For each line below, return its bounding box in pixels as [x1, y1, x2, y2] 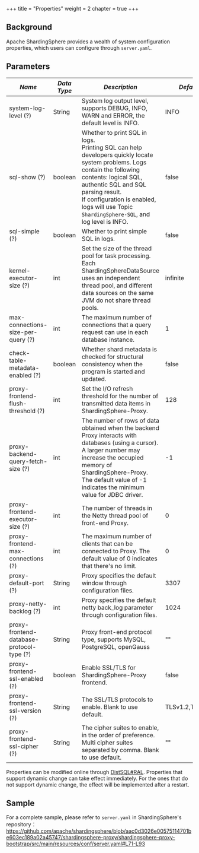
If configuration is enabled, [81, 195, 156, 204]
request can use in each [81, 328, 149, 336]
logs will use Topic [81, 202, 133, 211]
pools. [81, 303, 99, 312]
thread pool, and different [81, 281, 153, 290]
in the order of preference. [81, 731, 155, 739]
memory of [81, 461, 113, 469]
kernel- [9, 267, 31, 275]
